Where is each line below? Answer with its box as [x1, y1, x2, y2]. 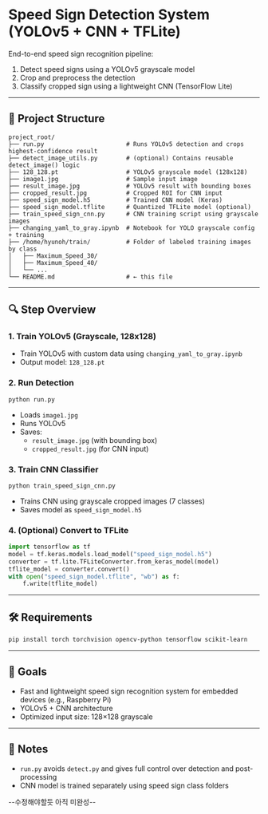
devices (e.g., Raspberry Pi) [19, 694, 112, 704]
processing [19, 772, 57, 781]
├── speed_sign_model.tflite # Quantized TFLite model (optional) [8, 203, 251, 211]
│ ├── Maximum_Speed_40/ [8, 259, 98, 267]
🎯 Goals [8, 665, 48, 679]
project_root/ [8, 133, 56, 141]
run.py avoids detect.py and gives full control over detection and [19, 764, 234, 773]
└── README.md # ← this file [8, 273, 173, 281]
